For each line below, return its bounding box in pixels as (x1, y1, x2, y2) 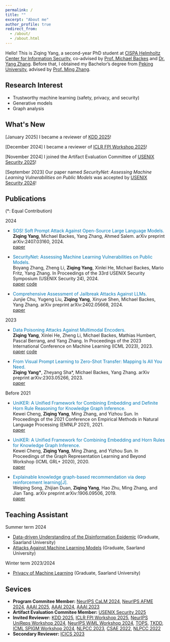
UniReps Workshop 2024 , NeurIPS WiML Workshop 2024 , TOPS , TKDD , (12, 620, 164, 626)
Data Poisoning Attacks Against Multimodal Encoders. (12, 327, 126, 333)
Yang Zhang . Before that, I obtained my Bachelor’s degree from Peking (5, 61, 154, 67)
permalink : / (5, 7, 33, 13)
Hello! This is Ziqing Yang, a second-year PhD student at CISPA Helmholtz (5, 50, 161, 56)
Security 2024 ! (5, 180, 37, 186)
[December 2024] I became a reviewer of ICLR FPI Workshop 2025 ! (5, 143, 148, 150)
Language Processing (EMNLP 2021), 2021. (12, 422, 104, 428)
